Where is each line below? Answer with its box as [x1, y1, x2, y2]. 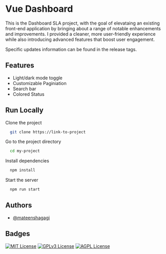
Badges [5, 229, 30, 238]
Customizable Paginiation [12, 80, 67, 86]
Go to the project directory [5, 139, 61, 145]
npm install [10, 167, 36, 173]
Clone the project [5, 119, 42, 125]
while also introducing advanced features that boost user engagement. [5, 36, 155, 43]
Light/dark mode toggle [12, 75, 63, 81]
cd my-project [10, 149, 40, 154]
